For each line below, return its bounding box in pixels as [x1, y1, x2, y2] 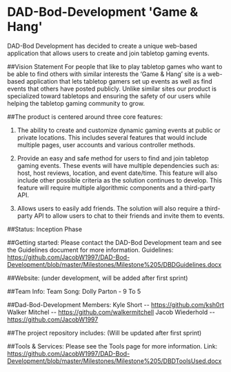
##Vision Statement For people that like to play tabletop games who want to [7, 62, 223, 71]
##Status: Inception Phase [7, 225, 83, 233]
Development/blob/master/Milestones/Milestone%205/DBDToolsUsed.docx [7, 357, 222, 365]
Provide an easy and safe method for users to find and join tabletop [17, 154, 209, 162]
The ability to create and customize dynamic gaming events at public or [17, 126, 221, 134]
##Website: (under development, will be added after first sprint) [7, 274, 188, 282]
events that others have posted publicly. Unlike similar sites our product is [7, 84, 217, 93]
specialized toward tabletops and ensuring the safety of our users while [7, 91, 211, 100]
